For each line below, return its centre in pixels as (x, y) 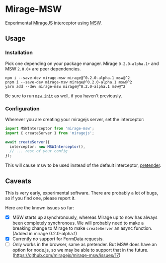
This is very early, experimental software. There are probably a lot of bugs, (82, 193)
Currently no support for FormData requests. (58, 239)
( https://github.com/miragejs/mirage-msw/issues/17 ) (66, 255)
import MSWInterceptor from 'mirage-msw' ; (50, 128)
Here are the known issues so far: (40, 207)
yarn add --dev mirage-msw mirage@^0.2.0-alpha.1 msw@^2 (65, 86)
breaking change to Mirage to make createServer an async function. (82, 228)
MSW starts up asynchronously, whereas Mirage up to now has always (85, 217)
